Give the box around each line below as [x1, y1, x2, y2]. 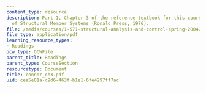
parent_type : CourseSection [6, 60, 78, 66]
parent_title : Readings [6, 54, 67, 61]
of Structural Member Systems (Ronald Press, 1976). [12, 20, 150, 26]
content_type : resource [6, 9, 67, 15]
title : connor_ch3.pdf [6, 72, 64, 78]
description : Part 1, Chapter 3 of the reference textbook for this [6, 15, 185, 21]
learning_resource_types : [6, 37, 72, 43]
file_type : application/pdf [6, 32, 78, 38]
